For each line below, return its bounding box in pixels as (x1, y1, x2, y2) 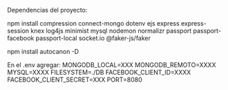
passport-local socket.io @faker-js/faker (35, 34, 151, 42)
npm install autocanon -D (7, 48, 79, 55)
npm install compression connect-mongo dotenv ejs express (7, 19, 180, 27)
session (7, 27, 30, 35)
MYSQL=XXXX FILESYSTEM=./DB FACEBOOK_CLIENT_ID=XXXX (7, 69, 191, 76)
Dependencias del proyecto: (7, 6, 88, 14)
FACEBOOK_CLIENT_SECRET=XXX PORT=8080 (7, 75, 143, 84)
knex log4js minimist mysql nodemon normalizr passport (30, 27, 192, 35)
